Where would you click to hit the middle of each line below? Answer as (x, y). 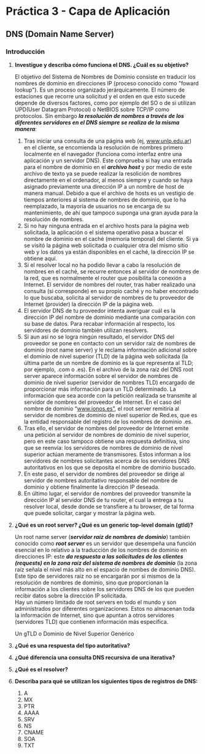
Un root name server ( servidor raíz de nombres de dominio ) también (102, 536)
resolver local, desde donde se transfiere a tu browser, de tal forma (109, 506)
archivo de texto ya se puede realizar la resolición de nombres (102, 173)
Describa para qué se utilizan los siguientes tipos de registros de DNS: (106, 681)
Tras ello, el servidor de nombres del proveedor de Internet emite (106, 428)
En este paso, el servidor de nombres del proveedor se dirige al (104, 474)
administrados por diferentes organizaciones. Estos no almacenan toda (104, 608)
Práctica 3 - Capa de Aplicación (88, 11)
